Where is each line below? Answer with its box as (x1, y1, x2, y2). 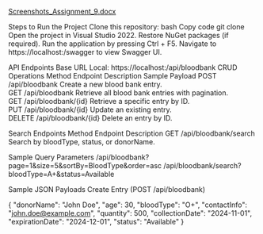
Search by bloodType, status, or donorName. (8, 137, 156, 146)
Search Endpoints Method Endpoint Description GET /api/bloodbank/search (8, 129, 256, 138)
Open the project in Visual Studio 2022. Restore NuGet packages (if (8, 31, 229, 40)
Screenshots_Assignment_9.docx (8, 7, 116, 16)
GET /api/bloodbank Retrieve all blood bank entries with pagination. (8, 88, 229, 98)
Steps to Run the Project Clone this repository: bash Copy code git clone (8, 22, 245, 31)
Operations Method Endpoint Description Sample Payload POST (8, 71, 217, 80)
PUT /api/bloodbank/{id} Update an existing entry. (8, 105, 172, 114)
